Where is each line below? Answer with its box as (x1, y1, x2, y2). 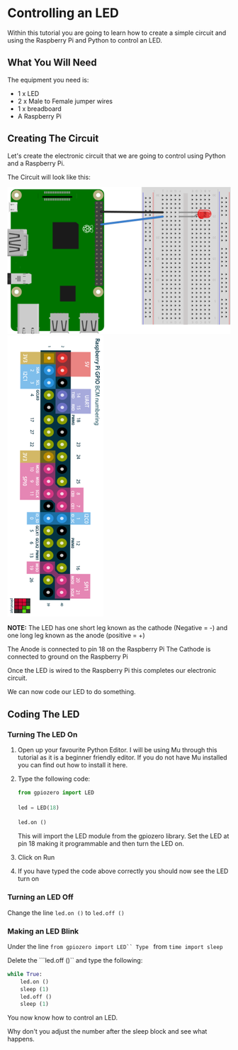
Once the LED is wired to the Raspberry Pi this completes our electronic (7, 666, 217, 675)
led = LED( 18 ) (17, 804, 59, 811)
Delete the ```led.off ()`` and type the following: (7, 956, 143, 964)
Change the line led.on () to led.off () (7, 908, 125, 917)
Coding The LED (7, 708, 80, 720)
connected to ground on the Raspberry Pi (7, 652, 129, 661)
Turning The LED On (7, 730, 78, 740)
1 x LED (17, 89, 40, 97)
